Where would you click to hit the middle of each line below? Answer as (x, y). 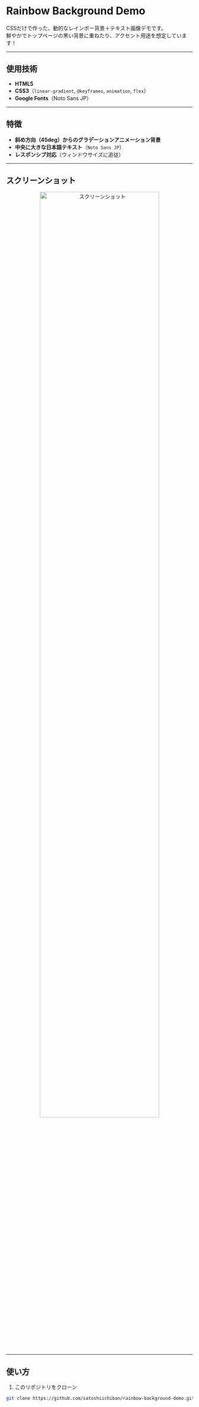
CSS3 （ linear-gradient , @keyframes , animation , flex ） (82, 91)
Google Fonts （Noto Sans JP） (53, 98)
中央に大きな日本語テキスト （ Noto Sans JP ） (70, 147)
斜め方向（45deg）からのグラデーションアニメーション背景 (88, 139)
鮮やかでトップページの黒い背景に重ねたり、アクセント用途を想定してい (94, 35)
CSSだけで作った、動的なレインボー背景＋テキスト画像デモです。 (86, 28)
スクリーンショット (41, 180)
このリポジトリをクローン (46, 1387)
